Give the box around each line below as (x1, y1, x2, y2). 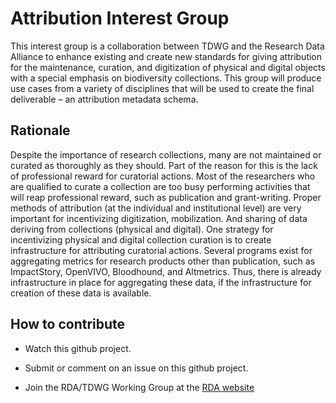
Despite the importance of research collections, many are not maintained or (10, 148, 322, 161)
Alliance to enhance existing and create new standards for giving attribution (10, 50, 323, 62)
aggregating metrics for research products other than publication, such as (10, 255, 316, 267)
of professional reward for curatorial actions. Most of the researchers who (10, 170, 316, 182)
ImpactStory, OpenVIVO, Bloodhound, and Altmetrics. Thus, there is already (10, 265, 322, 277)
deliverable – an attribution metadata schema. (10, 93, 199, 105)
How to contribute (10, 316, 126, 333)
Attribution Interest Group (10, 7, 230, 30)
